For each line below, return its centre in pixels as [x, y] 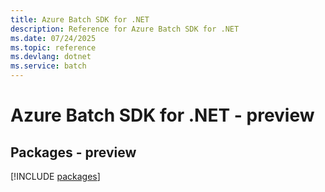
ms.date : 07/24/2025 [53, 38]
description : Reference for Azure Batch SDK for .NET [125, 29]
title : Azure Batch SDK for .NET [80, 19]
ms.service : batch [48, 66]
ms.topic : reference [53, 47]
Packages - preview [73, 152]
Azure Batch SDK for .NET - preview [162, 115]
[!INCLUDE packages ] [55, 176]
